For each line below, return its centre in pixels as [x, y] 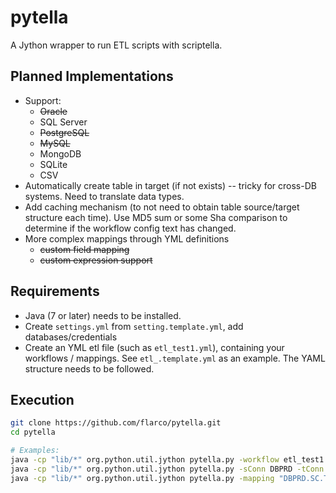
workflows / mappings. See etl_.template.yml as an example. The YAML [175, 358]
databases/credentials [71, 337]
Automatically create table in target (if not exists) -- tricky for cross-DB [170, 185]
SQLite [53, 164]
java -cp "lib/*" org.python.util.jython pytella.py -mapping [142, 478]
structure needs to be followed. [89, 368]
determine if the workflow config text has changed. [130, 228]
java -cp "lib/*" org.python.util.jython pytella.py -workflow [145, 460]
